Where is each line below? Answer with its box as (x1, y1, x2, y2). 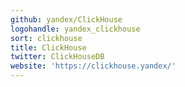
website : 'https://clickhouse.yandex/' (10, 61, 177, 71)
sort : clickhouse (10, 33, 83, 43)
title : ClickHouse (10, 42, 87, 53)
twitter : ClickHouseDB (10, 52, 105, 62)
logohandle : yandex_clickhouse (10, 24, 141, 34)
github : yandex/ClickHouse (10, 14, 123, 25)
